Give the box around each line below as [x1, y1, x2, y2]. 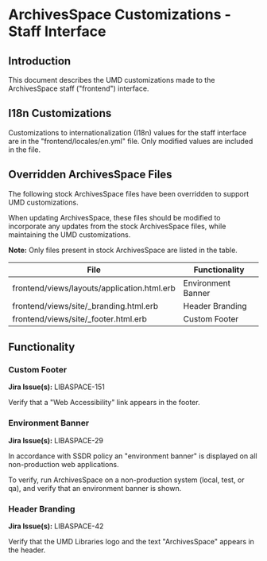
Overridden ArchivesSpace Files [8, 168, 172, 181]
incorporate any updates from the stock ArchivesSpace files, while [8, 221, 226, 231]
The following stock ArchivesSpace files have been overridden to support [8, 189, 250, 198]
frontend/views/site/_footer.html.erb [12, 313, 147, 324]
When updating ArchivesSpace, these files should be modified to [8, 212, 221, 222]
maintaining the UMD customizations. [8, 229, 131, 240]
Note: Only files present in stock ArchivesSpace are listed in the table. [8, 245, 238, 255]
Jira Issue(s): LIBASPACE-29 [8, 435, 104, 445]
